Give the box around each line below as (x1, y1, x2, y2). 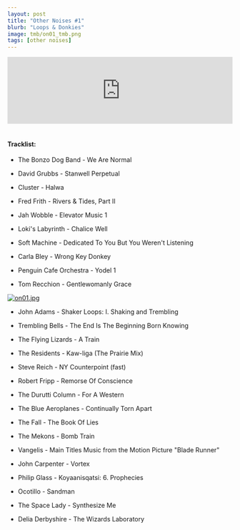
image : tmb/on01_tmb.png (7, 30, 81, 38)
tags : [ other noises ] (7, 37, 72, 44)
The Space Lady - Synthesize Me (17, 501, 116, 510)
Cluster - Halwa (17, 183, 64, 192)
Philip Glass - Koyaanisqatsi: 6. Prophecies (17, 474, 144, 482)
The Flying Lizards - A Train (17, 335, 100, 344)
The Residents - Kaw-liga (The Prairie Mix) (17, 349, 144, 357)
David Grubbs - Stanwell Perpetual (17, 169, 120, 178)
